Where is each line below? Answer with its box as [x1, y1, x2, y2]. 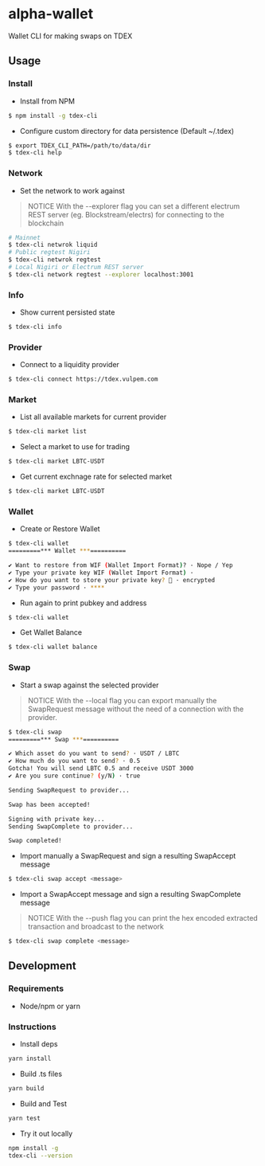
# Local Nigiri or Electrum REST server [8, 264, 145, 272]
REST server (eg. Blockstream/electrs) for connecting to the [27, 209, 224, 219]
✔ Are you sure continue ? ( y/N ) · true [8, 772, 141, 781]
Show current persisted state [19, 307, 115, 317]
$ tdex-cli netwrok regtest [8, 256, 102, 264]
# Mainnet [8, 233, 41, 241]
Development [8, 959, 77, 972]
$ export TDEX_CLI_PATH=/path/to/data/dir [8, 141, 151, 150]
